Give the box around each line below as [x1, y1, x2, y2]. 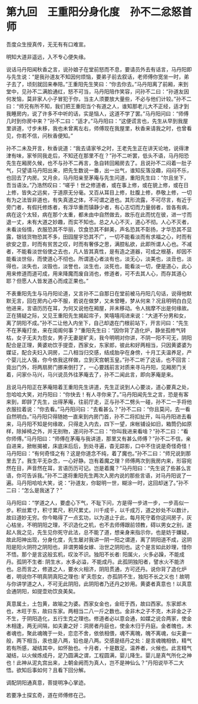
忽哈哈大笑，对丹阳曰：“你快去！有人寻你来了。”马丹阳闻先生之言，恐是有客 [6, 390, 189, 398]
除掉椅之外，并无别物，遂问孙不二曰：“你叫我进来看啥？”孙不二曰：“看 [16, 427, 189, 435]
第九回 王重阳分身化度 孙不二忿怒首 [6, 5, 193, 19]
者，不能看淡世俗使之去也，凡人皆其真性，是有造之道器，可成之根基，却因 [6, 248, 187, 255]
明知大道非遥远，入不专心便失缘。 [6, 53, 89, 60]
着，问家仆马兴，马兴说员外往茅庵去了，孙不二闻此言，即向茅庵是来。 [6, 371, 177, 378]
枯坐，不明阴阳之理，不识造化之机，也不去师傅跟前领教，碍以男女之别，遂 [11, 521, 192, 528]
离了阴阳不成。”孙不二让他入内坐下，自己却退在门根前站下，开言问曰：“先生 [6, 319, 189, 326]
